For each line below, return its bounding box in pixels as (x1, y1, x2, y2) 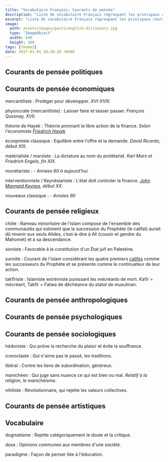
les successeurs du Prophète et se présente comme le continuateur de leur (5, 261, 160, 267)
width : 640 (9, 36, 32, 41)
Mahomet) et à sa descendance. (5, 236, 72, 242)
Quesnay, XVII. (5, 113, 36, 119)
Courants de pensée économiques (5, 85, 115, 93)
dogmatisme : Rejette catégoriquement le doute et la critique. (5, 432, 131, 438)
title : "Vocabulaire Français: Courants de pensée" (5, 7, 115, 13)
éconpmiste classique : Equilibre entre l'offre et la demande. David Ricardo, (5, 138, 161, 144)
